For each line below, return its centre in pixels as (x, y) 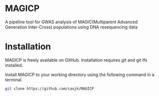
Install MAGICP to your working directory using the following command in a (80, 74)
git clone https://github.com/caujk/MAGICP (50, 88)
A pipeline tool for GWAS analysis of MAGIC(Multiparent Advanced (71, 22)
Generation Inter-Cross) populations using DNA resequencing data (71, 27)
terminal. (14, 80)
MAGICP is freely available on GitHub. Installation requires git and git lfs (76, 60)
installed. (14, 65)
